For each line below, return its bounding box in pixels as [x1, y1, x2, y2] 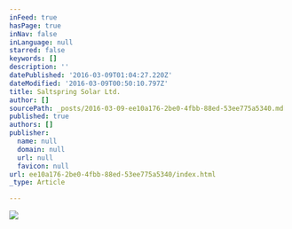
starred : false [9, 46, 66, 55]
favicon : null [17, 162, 69, 170]
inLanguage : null [9, 37, 74, 47]
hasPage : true [9, 21, 62, 30]
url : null [17, 153, 53, 162]
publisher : [9, 129, 50, 138]
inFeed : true [9, 12, 58, 22]
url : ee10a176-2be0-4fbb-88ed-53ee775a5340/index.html [9, 170, 217, 178]
